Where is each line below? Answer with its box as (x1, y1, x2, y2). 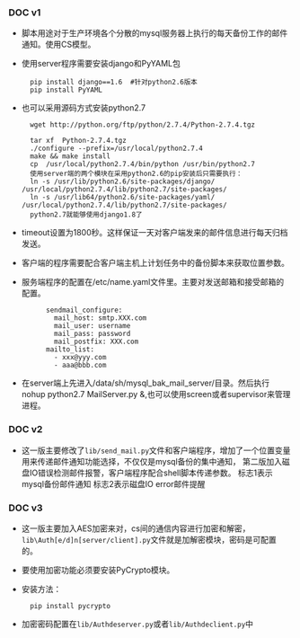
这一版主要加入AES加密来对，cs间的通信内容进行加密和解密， (21, 523, 251, 534)
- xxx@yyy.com (54, 353, 107, 362)
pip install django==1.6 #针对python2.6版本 (30, 78, 199, 87)
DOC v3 (8, 501, 43, 514)
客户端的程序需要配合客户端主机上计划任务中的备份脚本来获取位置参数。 (21, 258, 289, 269)
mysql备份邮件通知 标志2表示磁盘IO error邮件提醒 (21, 478, 206, 489)
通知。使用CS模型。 (21, 39, 96, 50)
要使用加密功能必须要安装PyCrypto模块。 (21, 564, 175, 575)
